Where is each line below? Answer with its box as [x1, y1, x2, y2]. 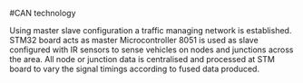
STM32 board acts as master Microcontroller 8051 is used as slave [9, 35, 259, 45]
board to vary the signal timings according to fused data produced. [9, 63, 260, 74]
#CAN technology [9, 8, 76, 18]
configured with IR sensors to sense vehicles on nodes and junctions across [9, 44, 294, 55]
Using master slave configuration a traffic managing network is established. [9, 25, 292, 35]
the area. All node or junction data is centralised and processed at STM [9, 54, 275, 64]
